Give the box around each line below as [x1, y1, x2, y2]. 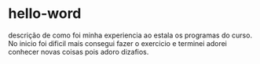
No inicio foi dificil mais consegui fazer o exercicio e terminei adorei [8, 38, 228, 48]
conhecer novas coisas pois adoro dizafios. [8, 47, 149, 56]
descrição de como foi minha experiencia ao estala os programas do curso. [8, 30, 253, 40]
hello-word [8, 5, 82, 23]
